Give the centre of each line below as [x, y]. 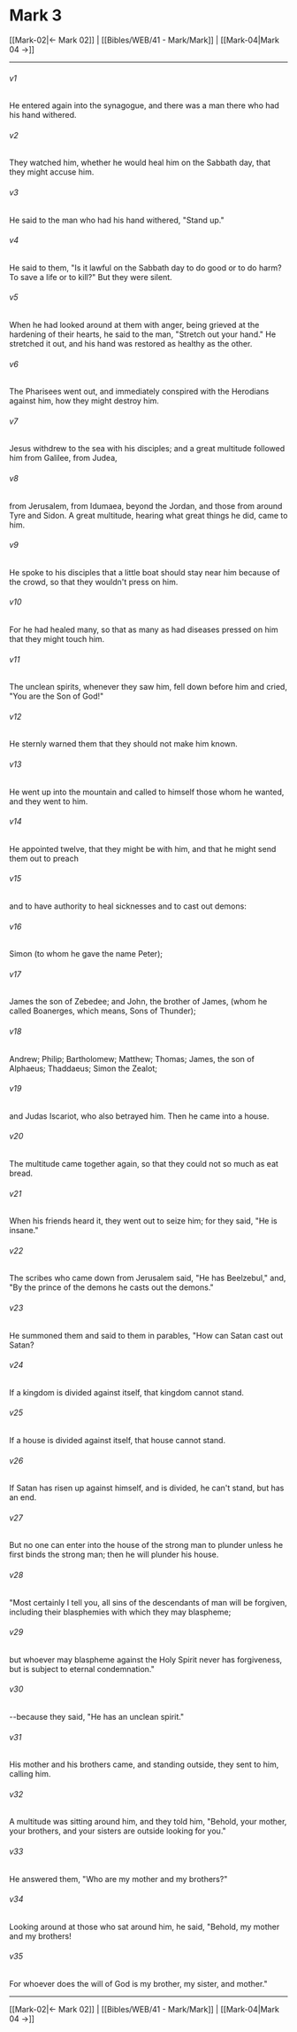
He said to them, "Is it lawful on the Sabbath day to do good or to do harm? [145, 268]
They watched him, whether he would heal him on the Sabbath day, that [140, 163]
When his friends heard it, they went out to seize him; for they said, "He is [143, 1221]
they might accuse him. [52, 172]
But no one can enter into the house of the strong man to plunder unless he [146, 1545]
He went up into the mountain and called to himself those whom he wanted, [147, 792]
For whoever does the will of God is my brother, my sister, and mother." [138, 1984]
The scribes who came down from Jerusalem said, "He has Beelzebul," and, [148, 1278]
